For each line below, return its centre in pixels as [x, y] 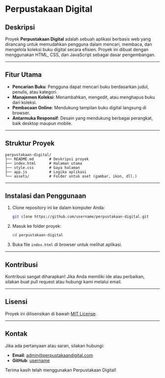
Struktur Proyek [30, 143]
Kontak [16, 334]
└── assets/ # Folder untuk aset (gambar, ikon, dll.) [71, 176]
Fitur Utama [24, 75]
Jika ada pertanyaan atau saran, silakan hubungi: [55, 346]
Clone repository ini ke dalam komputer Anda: [58, 208]
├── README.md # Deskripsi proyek [47, 159]
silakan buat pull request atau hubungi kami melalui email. [63, 282]
